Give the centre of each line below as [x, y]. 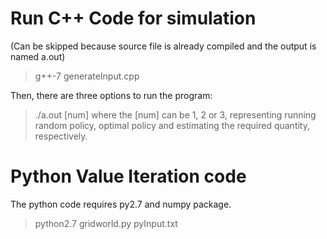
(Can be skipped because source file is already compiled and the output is [163, 46]
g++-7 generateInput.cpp [87, 76]
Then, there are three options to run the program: [111, 95]
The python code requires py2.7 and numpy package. [121, 204]
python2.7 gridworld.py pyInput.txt [106, 223]
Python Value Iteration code [128, 176]
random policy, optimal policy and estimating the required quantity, [172, 125]
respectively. [61, 136]
